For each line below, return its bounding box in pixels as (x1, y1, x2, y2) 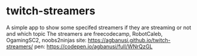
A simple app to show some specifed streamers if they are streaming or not (6, 24, 192, 31)
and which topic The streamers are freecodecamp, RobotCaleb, (6, 30, 163, 37)
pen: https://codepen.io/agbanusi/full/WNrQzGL (34, 43, 153, 50)
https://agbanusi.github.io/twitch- (87, 36, 171, 43)
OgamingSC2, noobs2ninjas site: (6, 36, 87, 43)
